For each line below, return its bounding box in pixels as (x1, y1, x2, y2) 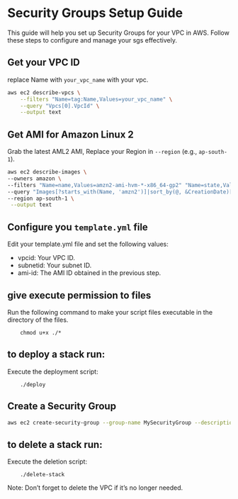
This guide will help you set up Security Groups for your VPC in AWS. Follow (7, 28, 230, 37)
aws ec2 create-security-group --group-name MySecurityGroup (7, 419, 192, 426)
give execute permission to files (7, 289, 152, 301)
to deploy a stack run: (7, 349, 106, 361)
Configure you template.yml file (7, 221, 149, 233)
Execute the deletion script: (7, 457, 87, 466)
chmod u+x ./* (20, 329, 62, 336)
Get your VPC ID (7, 57, 80, 69)
